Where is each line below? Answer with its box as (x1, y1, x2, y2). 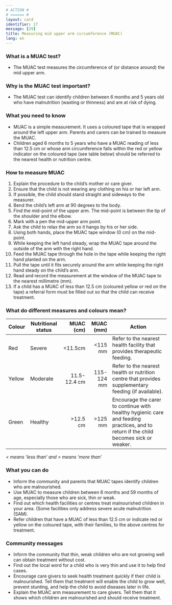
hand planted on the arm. (13, 256, 67, 262)
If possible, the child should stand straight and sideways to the (13, 192, 145, 198)
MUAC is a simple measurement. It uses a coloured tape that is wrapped (13, 123, 165, 130)
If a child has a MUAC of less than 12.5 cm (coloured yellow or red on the (13, 283, 166, 290)
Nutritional (30, 320, 58, 327)
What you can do (6, 467, 49, 474)
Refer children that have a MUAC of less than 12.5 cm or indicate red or (13, 516, 163, 522)
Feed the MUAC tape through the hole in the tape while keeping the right (13, 251, 166, 257)
